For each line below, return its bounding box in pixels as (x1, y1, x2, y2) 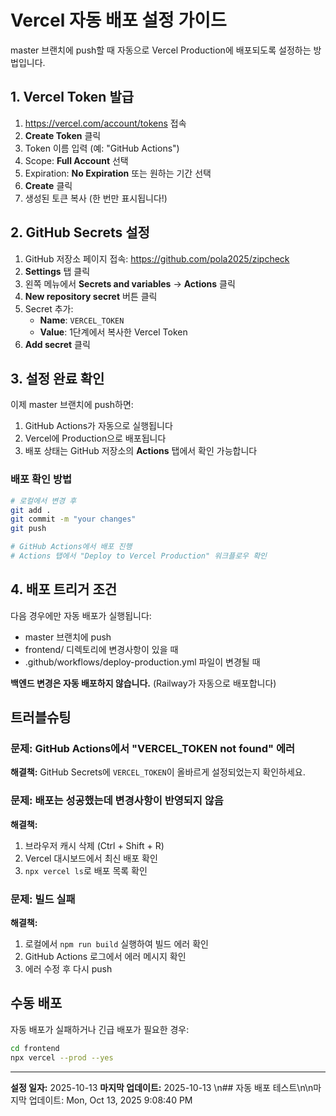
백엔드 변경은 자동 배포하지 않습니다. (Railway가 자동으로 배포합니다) (10, 677, 277, 689)
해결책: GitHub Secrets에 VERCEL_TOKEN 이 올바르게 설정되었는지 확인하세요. (10, 766, 306, 778)
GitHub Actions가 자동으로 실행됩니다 (24, 420, 173, 432)
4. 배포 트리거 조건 (10, 581, 118, 598)
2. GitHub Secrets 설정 (10, 224, 150, 241)
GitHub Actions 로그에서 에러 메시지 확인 (24, 951, 187, 963)
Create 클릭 (24, 179, 73, 191)
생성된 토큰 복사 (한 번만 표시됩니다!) (24, 192, 168, 204)
